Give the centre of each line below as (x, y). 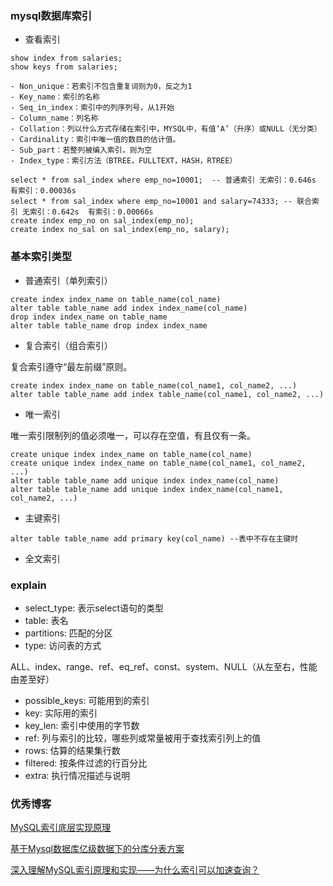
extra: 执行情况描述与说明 (77, 775)
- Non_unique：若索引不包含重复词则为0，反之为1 (101, 87)
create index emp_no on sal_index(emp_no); (102, 221)
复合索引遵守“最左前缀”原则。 (71, 366)
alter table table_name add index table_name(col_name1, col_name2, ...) (167, 394)
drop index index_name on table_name (89, 317)
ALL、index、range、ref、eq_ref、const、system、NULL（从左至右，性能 (164, 666)
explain (28, 585)
